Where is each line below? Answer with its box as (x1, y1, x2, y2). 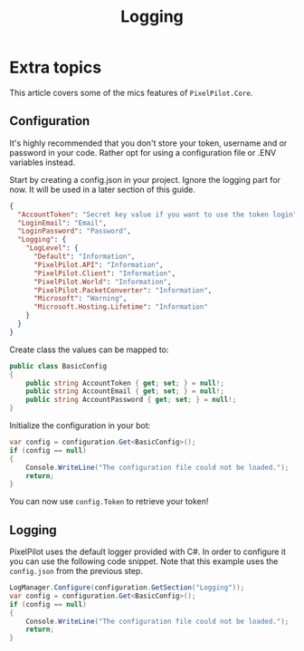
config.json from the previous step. (9, 566, 143, 577)
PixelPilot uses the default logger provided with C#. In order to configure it (9, 546, 287, 558)
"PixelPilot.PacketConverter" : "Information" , (33, 285, 213, 295)
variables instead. (9, 157, 76, 168)
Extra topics (9, 57, 102, 78)
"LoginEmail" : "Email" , (17, 218, 107, 227)
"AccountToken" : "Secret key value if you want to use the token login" (17, 210, 298, 219)
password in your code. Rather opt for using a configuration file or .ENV (9, 147, 277, 158)
